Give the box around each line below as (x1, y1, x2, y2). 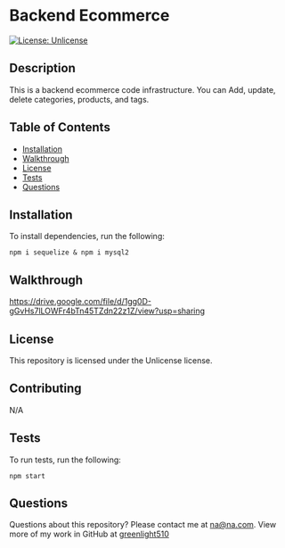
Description (9, 61, 76, 76)
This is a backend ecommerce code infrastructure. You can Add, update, (9, 84, 276, 95)
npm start (9, 471, 46, 480)
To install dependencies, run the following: (9, 231, 165, 242)
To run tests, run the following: (9, 454, 122, 465)
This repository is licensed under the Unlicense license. (9, 355, 213, 366)
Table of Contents (9, 120, 111, 135)
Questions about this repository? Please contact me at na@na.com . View (9, 519, 277, 530)
